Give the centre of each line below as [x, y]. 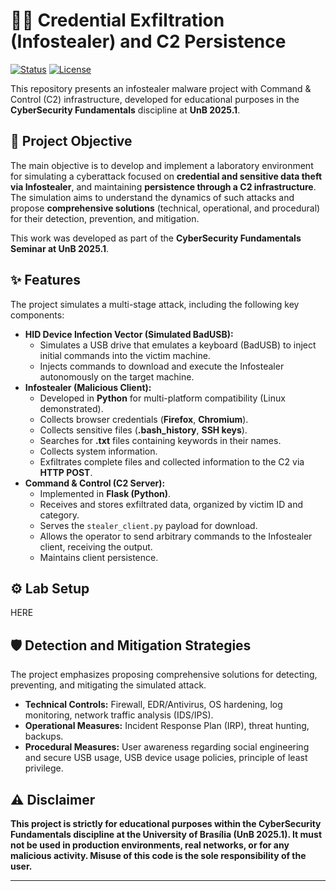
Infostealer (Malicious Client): [88, 387]
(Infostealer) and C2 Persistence [148, 41]
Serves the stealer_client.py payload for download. [148, 525]
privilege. [44, 768]
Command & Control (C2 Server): [95, 483]
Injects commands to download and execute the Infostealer [162, 366]
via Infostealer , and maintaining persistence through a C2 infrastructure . [163, 186]
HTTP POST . [66, 472]
